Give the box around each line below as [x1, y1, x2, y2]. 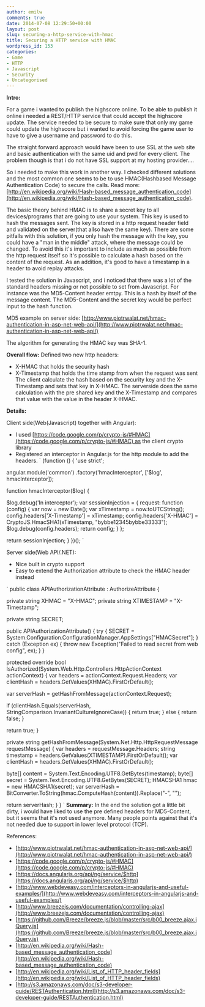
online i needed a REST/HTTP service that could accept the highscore [6, 113, 182, 120]
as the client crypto [134, 438, 184, 445]
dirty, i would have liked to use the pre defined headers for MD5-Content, [6, 808, 192, 815]
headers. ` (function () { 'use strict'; [15, 457, 105, 465]
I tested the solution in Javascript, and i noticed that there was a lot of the [6, 276, 192, 284]
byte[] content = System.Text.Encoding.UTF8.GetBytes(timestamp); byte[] [6, 770, 193, 777]
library [15, 444, 32, 451]
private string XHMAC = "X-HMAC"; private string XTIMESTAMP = [6, 597, 173, 605]
